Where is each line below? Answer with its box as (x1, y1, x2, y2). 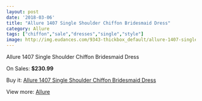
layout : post (6, 8, 39, 15)
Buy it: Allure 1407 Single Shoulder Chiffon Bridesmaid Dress (6, 76, 156, 84)
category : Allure (6, 25, 50, 32)
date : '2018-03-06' (6, 14, 55, 20)
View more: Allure (6, 88, 50, 95)
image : (6, 37, 23, 43)
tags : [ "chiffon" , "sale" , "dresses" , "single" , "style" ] (6, 31, 144, 37)
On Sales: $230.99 (6, 65, 54, 72)
